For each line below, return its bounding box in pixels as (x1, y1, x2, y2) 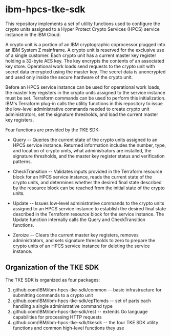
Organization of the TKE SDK (5, 263, 99, 272)
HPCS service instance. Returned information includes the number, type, (12, 142, 166, 148)
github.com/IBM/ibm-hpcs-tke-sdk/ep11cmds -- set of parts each (12, 298, 151, 304)
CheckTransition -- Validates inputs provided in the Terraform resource (12, 168, 163, 174)
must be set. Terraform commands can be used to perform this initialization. (5, 95, 166, 101)
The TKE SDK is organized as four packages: (5, 276, 100, 283)
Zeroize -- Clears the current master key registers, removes (12, 232, 139, 238)
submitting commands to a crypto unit (12, 292, 93, 298)
